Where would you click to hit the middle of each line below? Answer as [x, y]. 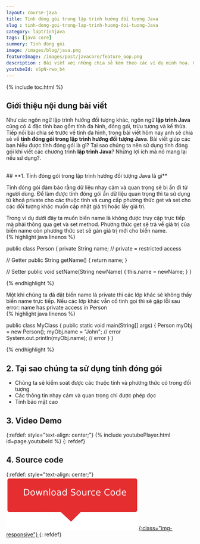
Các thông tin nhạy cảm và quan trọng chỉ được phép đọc [85, 395]
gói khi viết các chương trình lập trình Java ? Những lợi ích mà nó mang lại [97, 152]
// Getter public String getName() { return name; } [67, 260]
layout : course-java [32, 13]
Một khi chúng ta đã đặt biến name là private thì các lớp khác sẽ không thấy [99, 295]
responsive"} [22, 534]
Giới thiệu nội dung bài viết [57, 105]
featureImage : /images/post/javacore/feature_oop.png [74, 57]
